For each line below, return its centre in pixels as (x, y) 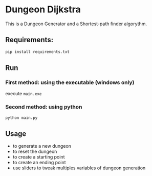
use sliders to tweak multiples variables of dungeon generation (79, 168)
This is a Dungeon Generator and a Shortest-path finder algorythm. (76, 24)
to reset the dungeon (35, 152)
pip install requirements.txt (38, 52)
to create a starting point (39, 157)
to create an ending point (39, 163)
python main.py (21, 118)
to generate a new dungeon (42, 146)
